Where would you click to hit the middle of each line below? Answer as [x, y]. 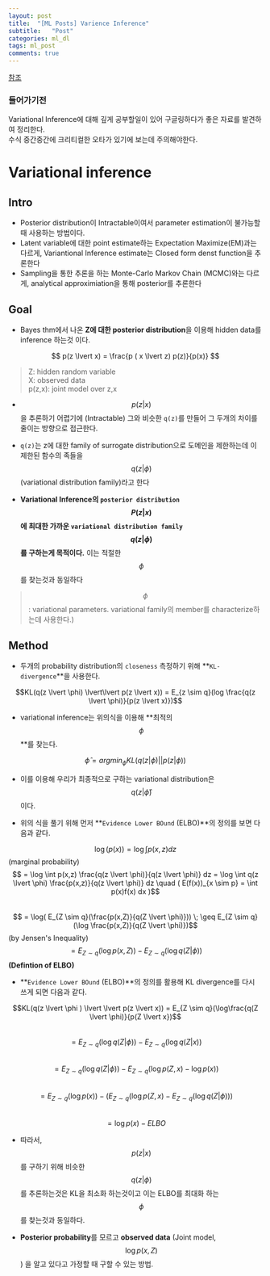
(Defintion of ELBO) [42, 965]
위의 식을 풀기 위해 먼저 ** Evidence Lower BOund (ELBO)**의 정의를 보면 [136, 823]
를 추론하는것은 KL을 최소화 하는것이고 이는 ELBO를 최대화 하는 [119, 1193]
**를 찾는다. [39, 744]
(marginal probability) [44, 862]
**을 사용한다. [78, 676]
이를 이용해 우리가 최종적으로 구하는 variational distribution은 [117, 779]
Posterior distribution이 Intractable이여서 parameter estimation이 [126, 223]
